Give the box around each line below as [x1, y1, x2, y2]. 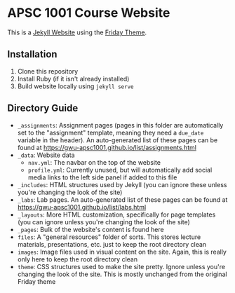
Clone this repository [17, 67, 79, 75]
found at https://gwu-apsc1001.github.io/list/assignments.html [17, 143, 196, 151]
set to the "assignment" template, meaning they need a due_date [17, 128, 204, 137]
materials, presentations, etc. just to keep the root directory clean [17, 240, 207, 248]
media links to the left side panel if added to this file [27, 173, 177, 182]
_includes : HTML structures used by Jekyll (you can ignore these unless [17, 180, 227, 189]
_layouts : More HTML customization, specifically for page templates [17, 210, 216, 219]
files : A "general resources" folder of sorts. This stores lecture [17, 233, 201, 241]
